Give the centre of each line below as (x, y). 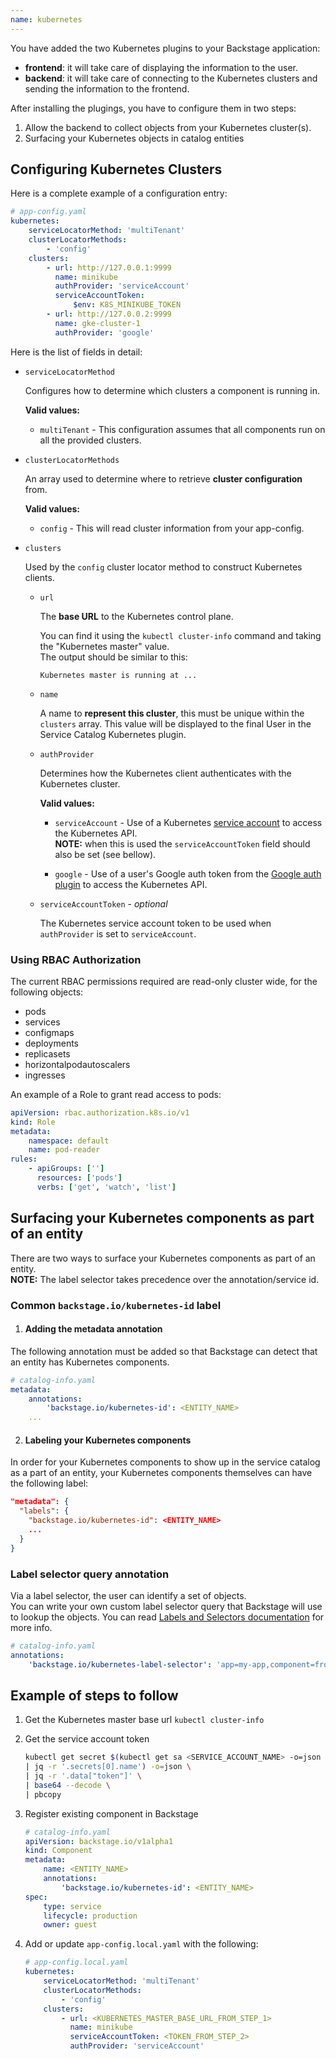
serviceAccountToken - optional (103, 903)
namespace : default (69, 1141)
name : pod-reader (64, 1150)
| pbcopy (43, 1794)
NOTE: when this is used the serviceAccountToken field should (182, 843)
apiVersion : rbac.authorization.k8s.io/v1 (100, 1112)
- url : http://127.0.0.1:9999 (109, 267)
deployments (52, 1043)
